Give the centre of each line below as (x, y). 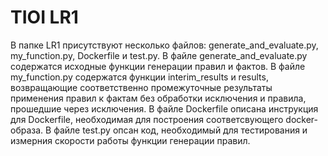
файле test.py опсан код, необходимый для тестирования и (180, 130)
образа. (27, 130)
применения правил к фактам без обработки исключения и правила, (158, 98)
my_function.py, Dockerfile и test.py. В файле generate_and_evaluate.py (159, 55)
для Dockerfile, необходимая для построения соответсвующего (147, 119)
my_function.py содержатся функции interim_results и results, (139, 77)
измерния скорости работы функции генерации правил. (130, 140)
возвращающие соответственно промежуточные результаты (141, 87)
